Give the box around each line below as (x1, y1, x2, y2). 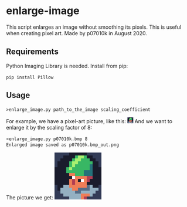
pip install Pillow (6, 74, 54, 80)
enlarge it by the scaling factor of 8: (6, 124, 93, 131)
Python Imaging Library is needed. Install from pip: (6, 62, 128, 69)
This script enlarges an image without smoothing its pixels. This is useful (6, 23, 182, 30)
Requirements (6, 47, 59, 57)
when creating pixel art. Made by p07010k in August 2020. (6, 29, 148, 36)
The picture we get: (6, 194, 54, 201)
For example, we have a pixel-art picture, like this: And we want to (6, 117, 173, 124)
